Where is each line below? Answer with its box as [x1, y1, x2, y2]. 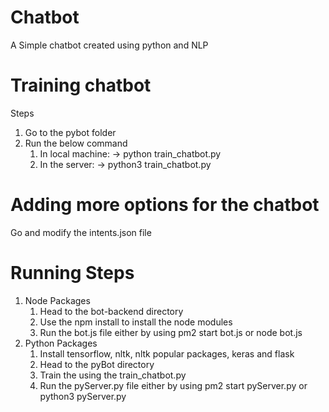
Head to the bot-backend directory [39, 305, 184, 317]
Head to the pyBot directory [39, 358, 155, 370]
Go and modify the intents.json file [10, 226, 152, 238]
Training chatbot [10, 74, 152, 97]
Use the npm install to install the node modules [39, 316, 233, 328]
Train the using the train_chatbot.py [39, 369, 187, 381]
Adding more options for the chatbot [10, 194, 320, 216]
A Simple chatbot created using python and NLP [10, 39, 209, 51]
